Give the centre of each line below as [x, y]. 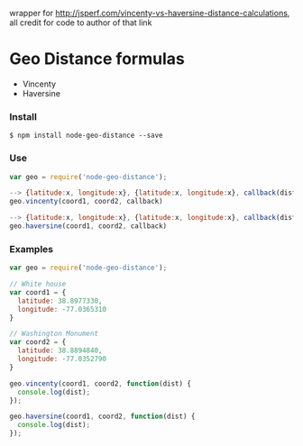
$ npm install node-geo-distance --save [87, 136]
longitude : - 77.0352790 [62, 360]
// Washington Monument [54, 334]
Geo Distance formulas [97, 59]
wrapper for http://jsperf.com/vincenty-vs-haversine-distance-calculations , [150, 13]
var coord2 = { [38, 342]
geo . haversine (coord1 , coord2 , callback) [88, 226]
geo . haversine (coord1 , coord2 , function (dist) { [102, 417]
